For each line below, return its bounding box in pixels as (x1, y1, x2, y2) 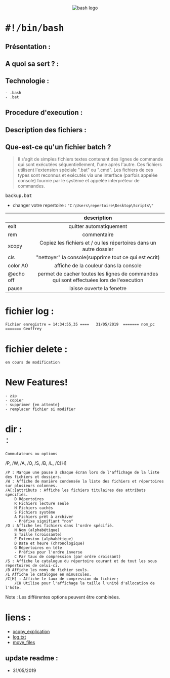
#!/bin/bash (5, 23, 64, 34)
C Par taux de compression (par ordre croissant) (14, 554, 121, 560)
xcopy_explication (12, 628, 50, 635)
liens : (5, 612, 31, 623)
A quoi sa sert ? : (5, 59, 59, 68)
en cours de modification (5, 360, 60, 365)
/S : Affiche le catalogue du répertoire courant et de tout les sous (5, 559, 157, 564)
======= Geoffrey (5, 327, 42, 332)
